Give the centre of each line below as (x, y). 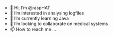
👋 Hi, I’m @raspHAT (30, 8)
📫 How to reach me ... (33, 29)
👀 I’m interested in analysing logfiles (47, 13)
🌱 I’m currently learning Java (39, 18)
